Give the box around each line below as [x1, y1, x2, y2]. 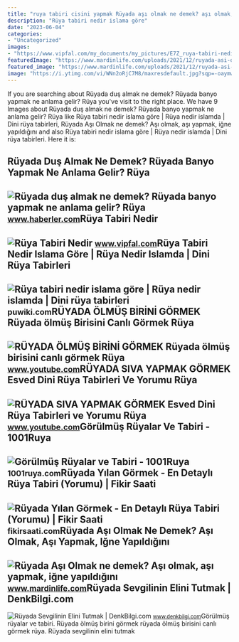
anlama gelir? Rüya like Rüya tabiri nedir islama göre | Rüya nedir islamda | [7, 112, 225, 121]
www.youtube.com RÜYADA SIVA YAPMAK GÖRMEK [7, 363, 231, 375]
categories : [7, 30, 43, 38]
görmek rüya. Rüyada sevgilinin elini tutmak [7, 627, 135, 636]
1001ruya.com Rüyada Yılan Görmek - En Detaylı [7, 467, 213, 479]
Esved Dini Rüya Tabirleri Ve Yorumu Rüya [7, 374, 198, 386]
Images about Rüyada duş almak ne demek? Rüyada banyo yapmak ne [7, 105, 215, 113]
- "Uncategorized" [7, 37, 62, 44]
